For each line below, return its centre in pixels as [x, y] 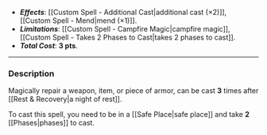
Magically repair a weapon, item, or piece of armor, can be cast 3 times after [133, 91]
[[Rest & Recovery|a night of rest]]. [65, 99]
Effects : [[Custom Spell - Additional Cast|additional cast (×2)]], [123, 12]
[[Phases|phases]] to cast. [52, 123]
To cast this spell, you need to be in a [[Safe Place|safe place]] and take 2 [129, 114]
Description [31, 73]
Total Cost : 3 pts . [48, 46]
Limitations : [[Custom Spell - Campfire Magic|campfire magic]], [125, 29]
